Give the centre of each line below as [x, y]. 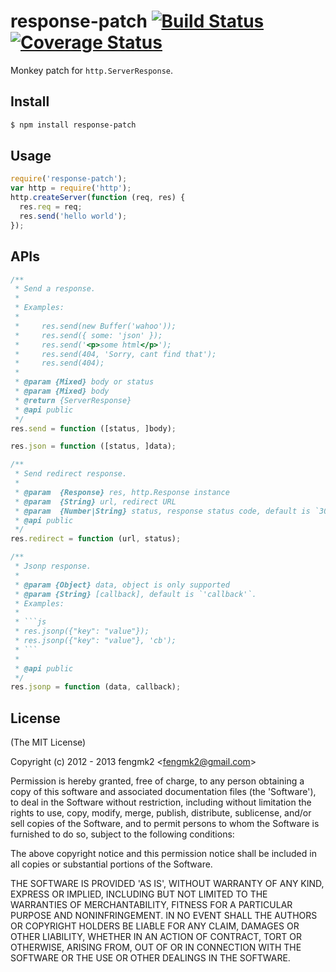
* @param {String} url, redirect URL [95, 501]
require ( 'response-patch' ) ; [69, 179]
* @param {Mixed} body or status [84, 382]
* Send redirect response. [71, 474]
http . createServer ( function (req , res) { [98, 198]
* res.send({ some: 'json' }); [88, 335]
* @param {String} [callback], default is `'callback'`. [135, 594]
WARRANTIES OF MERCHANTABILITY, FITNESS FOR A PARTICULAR [151, 905]
